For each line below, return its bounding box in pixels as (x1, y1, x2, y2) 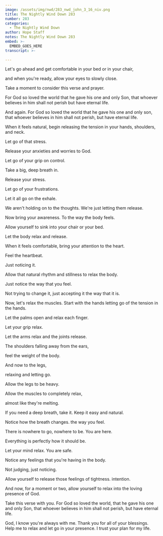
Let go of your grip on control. (5, 158, 66, 164)
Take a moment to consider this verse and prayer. (5, 85, 105, 91)
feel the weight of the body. (5, 353, 61, 359)
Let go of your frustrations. (5, 186, 60, 192)
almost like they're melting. (5, 400, 60, 406)
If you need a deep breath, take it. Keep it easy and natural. (5, 410, 124, 415)
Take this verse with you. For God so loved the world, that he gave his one (5, 500, 154, 506)
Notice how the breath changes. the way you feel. (5, 419, 105, 425)
